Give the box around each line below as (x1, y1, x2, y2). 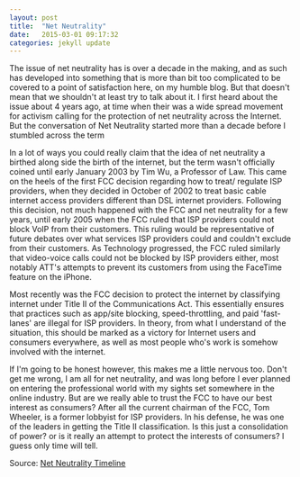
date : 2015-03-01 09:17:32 (9, 30, 119, 39)
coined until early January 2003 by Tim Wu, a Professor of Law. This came (9, 166, 287, 177)
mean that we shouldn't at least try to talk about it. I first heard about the (9, 92, 278, 103)
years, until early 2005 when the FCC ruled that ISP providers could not (9, 214, 275, 225)
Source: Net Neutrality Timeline (9, 458, 126, 469)
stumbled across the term (9, 130, 105, 140)
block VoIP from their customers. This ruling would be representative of (9, 224, 275, 235)
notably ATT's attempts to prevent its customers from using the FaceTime (9, 262, 282, 273)
